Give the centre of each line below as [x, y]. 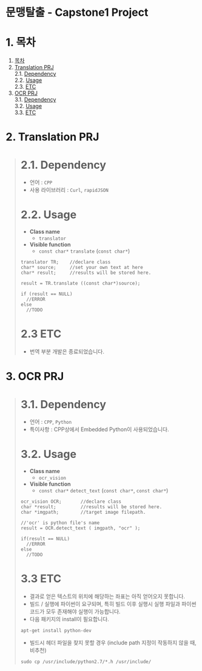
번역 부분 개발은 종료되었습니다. [67, 352]
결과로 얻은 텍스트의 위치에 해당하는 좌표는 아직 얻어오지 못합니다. [107, 596]
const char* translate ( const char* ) [84, 251]
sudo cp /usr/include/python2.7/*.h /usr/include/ [86, 662]
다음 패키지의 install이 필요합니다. [69, 619]
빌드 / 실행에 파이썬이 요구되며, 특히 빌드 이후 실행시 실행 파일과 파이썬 [113, 604]
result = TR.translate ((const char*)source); [80, 284]
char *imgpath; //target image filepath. [83, 513]
